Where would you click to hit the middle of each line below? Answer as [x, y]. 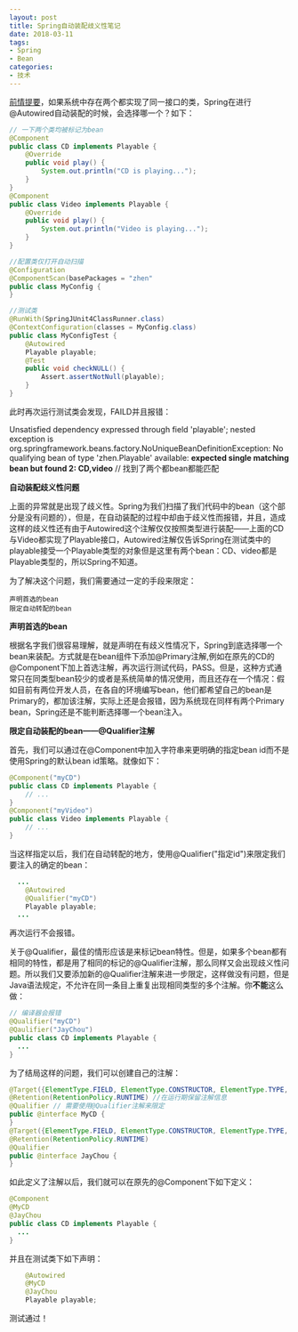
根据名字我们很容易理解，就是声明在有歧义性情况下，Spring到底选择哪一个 [146, 645]
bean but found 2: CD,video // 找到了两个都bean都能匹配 [114, 468]
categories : [31, 68]
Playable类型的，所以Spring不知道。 [76, 561]
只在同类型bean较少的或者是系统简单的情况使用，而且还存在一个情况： [147, 678]
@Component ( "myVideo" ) [51, 811]
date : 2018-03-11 [41, 34]
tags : [19, 42]
